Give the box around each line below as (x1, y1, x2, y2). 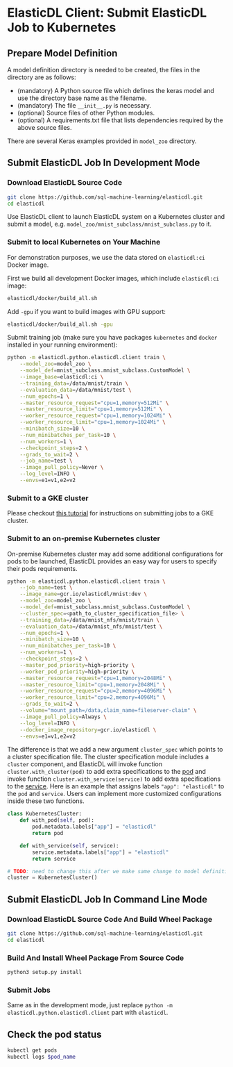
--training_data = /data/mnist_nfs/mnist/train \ (19, 616, 159, 623)
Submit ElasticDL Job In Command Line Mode (7, 893, 208, 905)
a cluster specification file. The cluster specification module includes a (7, 752, 209, 761)
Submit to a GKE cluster (7, 493, 89, 503)
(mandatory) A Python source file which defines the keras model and (17, 87, 215, 94)
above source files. (17, 124, 72, 131)
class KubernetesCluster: (7, 811, 82, 818)
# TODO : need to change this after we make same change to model (7, 868, 200, 875)
